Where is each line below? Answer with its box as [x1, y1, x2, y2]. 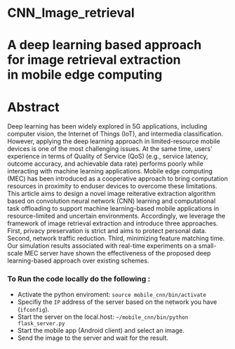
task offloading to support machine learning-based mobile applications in [7, 204, 220, 213]
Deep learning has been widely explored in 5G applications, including [7, 122, 208, 131]
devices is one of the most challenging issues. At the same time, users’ [7, 145, 213, 153]
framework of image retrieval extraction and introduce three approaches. [7, 219, 219, 228]
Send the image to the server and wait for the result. [17, 334, 168, 342]
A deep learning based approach [7, 37, 202, 53]
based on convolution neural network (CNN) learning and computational [7, 197, 216, 205]
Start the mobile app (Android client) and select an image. [17, 326, 184, 334]
